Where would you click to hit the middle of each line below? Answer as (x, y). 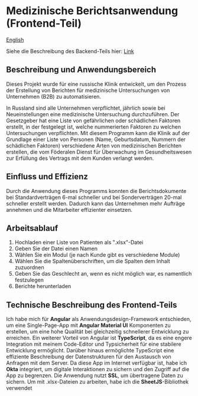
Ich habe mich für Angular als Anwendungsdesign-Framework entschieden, (99, 319)
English (15, 40)
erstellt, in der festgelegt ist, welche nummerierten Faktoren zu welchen (94, 127)
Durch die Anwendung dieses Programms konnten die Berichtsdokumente (96, 191)
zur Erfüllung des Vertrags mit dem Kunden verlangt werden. (80, 158)
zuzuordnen (29, 267)
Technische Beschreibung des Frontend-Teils (92, 305)
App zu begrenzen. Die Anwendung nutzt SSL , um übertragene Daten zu (95, 375)
